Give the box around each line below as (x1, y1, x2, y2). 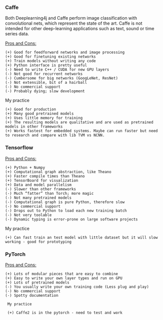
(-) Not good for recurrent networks (5, 71, 83, 76)
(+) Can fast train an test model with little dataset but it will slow (5, 235, 158, 240)
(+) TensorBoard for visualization (5, 178, 79, 183)
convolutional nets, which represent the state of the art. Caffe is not (5, 20, 143, 26)
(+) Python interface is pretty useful (5, 63, 87, 68)
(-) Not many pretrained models (5, 195, 72, 200)
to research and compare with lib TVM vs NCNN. (5, 133, 105, 138)
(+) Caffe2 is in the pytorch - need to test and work (7, 310, 122, 315)
